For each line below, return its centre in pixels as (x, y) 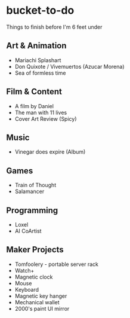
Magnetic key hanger (41, 296)
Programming (32, 210)
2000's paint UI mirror (42, 308)
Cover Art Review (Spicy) (46, 119)
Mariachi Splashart (38, 60)
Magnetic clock (34, 277)
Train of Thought (35, 185)
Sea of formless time (40, 73)
